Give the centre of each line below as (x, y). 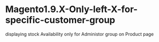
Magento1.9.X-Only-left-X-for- (72, 9)
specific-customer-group (60, 20)
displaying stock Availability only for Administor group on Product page (80, 34)
